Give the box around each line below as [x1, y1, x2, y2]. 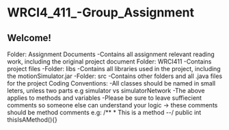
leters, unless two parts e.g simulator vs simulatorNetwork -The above [7, 87, 205, 94]
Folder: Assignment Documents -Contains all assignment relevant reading [7, 50, 215, 58]
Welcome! [7, 32, 51, 44]
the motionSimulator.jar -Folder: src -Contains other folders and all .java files [7, 72, 223, 80]
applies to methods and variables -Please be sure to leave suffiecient [7, 94, 202, 102]
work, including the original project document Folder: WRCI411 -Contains [7, 57, 212, 66]
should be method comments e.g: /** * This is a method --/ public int [7, 108, 202, 116]
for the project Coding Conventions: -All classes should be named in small [7, 79, 216, 87]
